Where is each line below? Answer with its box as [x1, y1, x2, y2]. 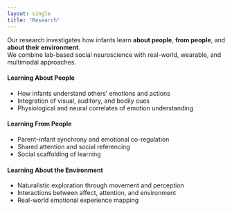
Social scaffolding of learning [17, 150, 102, 158]
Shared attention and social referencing [17, 142, 130, 151]
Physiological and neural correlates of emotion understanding [17, 103, 194, 112]
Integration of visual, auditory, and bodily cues [17, 96, 150, 105]
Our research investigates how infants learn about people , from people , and [7, 35, 226, 44]
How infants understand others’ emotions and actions [17, 89, 171, 97]
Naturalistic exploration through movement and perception [17, 181, 185, 189]
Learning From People [7, 119, 72, 128]
